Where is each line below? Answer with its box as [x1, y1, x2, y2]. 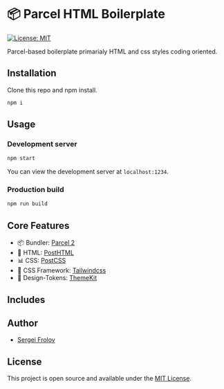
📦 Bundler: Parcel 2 [17, 239, 75, 247]
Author [7, 317, 38, 329]
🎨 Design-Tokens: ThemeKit [17, 274, 97, 282]
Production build [7, 185, 64, 195]
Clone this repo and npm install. [7, 85, 98, 94]
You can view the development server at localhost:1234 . [7, 168, 169, 176]
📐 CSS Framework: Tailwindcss [17, 266, 106, 275]
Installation [7, 67, 57, 79]
